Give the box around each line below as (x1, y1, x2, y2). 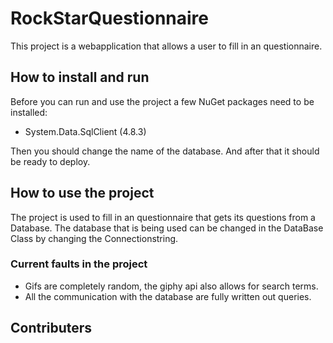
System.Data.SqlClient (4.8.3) (24, 125, 147, 137)
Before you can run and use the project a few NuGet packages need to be (10, 95, 315, 107)
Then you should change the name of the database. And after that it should (10, 145, 320, 157)
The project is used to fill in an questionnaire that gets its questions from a (10, 211, 316, 223)
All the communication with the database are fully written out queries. (24, 290, 312, 302)
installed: (10, 106, 48, 118)
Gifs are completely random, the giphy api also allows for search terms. (24, 280, 319, 292)
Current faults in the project (10, 257, 148, 271)
